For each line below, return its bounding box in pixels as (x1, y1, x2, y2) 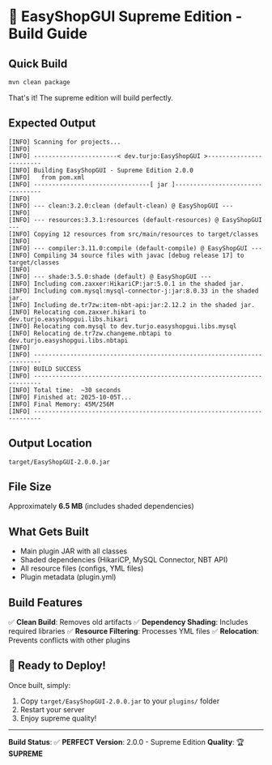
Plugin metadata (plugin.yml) (19, 572, 117, 582)
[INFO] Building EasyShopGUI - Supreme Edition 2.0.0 (8, 166, 194, 174)
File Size (8, 480, 52, 494)
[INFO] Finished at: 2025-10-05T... (8, 393, 132, 401)
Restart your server (19, 704, 85, 714)
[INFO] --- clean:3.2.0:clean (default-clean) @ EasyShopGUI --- (8, 202, 233, 210)
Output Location (8, 437, 92, 451)
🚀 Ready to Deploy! (8, 659, 107, 673)
